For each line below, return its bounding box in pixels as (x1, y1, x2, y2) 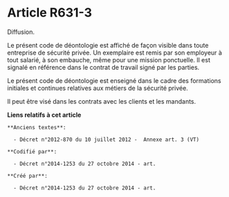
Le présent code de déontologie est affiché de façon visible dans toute (7, 41, 209, 49)
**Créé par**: (7, 172, 48, 179)
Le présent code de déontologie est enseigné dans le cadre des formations (7, 76, 221, 84)
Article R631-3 (7, 5, 92, 21)
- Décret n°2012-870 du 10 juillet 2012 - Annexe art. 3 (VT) (13, 136, 199, 143)
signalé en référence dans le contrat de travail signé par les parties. (7, 63, 200, 71)
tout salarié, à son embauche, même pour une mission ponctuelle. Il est (7, 55, 211, 64)
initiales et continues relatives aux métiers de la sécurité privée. (7, 84, 188, 92)
